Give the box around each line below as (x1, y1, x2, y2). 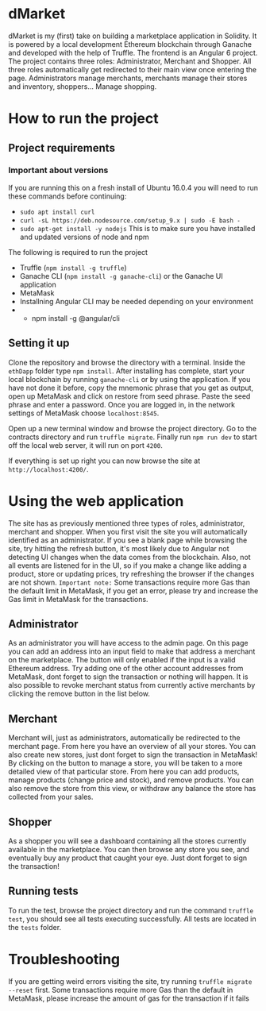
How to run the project (8, 110, 159, 128)
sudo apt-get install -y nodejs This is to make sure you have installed (19, 223, 256, 233)
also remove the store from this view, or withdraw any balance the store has (8, 784, 256, 793)
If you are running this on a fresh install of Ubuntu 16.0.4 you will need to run (8, 183, 259, 192)
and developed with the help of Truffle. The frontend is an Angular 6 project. (8, 48, 258, 57)
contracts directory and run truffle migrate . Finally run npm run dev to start (8, 432, 257, 442)
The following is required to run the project (8, 247, 148, 257)
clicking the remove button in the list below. (8, 689, 151, 699)
